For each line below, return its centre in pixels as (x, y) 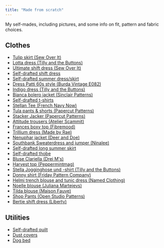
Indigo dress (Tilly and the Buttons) (49, 90)
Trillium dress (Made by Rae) (42, 132)
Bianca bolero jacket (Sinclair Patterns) (53, 95)
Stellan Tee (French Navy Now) (45, 106)
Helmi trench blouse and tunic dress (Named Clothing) (69, 180)
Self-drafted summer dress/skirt (46, 79)
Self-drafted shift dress (36, 73)
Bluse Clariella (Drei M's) (38, 159)
